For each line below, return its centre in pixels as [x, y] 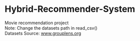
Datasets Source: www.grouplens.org [43, 33]
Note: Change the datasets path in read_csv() [51, 28]
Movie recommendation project [37, 23]
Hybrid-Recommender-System [70, 9]
